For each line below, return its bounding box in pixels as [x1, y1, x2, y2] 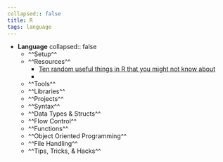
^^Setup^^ [27, 50, 58, 58]
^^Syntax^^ [27, 102, 60, 111]
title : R [7, 17, 33, 24]
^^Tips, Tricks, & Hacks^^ [27, 147, 101, 155]
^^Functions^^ [27, 124, 69, 133]
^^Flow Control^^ [27, 117, 77, 126]
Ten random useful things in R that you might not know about [38, 65, 216, 74]
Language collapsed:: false [17, 43, 97, 51]
